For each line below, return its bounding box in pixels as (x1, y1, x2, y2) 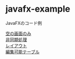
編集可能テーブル (5, 49, 40, 55)
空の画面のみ (5, 30, 31, 36)
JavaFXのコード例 (5, 20, 42, 26)
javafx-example (5, 3, 71, 15)
